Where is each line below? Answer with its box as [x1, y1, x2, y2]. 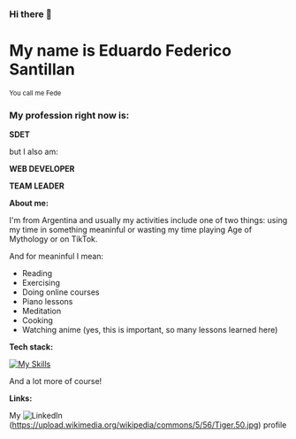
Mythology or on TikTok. [9, 234, 98, 244]
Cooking [21, 315, 53, 326]
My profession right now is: [9, 109, 130, 121]
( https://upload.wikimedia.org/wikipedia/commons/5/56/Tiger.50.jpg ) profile [9, 420, 287, 430]
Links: [9, 393, 33, 404]
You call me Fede [9, 89, 62, 97]
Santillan [9, 59, 75, 80]
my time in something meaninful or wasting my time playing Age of [9, 225, 253, 235]
